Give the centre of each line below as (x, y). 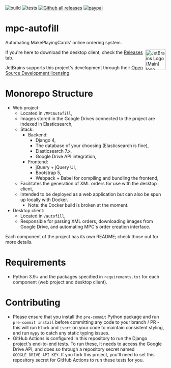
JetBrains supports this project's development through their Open (74, 67)
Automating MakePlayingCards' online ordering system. (64, 42)
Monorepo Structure (49, 94)
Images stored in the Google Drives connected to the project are (88, 118)
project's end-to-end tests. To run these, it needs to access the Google (87, 344)
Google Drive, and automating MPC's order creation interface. (85, 227)
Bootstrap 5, (48, 173)
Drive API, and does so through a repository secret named (74, 349)
